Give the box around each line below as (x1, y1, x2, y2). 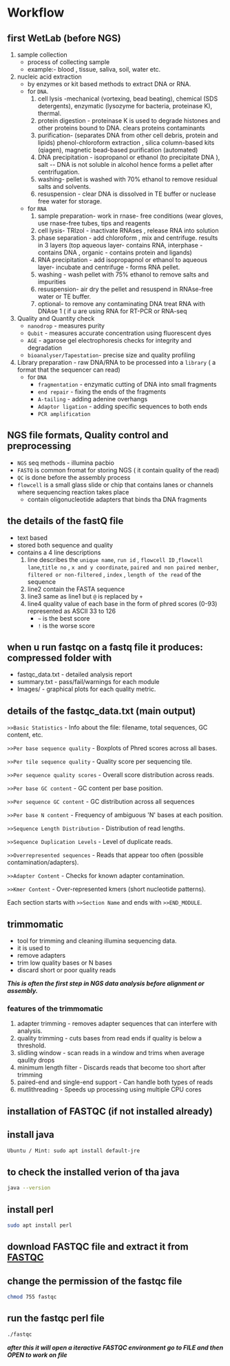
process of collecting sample (27, 58, 110, 66)
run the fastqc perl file (7, 1312, 105, 1325)
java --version (7, 1185, 51, 1192)
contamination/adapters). (7, 858, 79, 867)
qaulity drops (17, 1056, 55, 1065)
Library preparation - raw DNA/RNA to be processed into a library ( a (17, 359, 216, 366)
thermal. (37, 109, 62, 117)
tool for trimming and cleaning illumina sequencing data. (17, 936, 177, 945)
